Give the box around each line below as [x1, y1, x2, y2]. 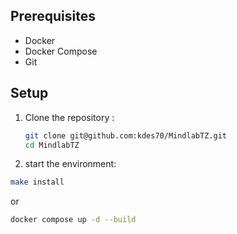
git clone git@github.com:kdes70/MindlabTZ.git [24, 130, 227, 141]
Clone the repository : [24, 111, 115, 123]
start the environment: [24, 158, 117, 170]
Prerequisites [10, 8, 96, 25]
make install [10, 177, 65, 188]
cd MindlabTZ [24, 140, 80, 150]
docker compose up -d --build [10, 215, 137, 225]
